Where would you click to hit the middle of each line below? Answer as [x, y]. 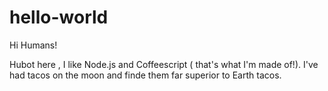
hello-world [59, 17]
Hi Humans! [33, 45]
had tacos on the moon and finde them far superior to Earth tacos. [145, 75]
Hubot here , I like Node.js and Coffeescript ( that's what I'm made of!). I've [164, 64]
